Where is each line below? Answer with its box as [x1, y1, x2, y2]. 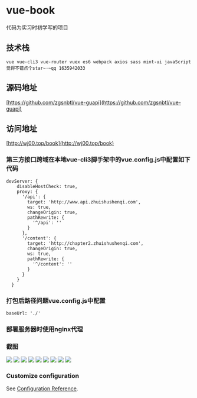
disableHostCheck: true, [17, 183, 78, 189]
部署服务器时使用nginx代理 [6, 325, 84, 333]
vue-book [6, 4, 55, 17]
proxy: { [17, 189, 38, 195]
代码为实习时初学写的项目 [6, 24, 68, 31]
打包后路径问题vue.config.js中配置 [6, 296, 106, 305]
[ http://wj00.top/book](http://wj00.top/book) [6, 140, 114, 147]
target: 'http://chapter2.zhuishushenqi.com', [27, 240, 144, 246]
